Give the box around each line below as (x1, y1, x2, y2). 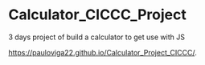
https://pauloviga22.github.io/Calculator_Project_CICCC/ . (8, 47, 197, 57)
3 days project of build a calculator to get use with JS (8, 32, 185, 42)
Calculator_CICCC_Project (8, 6, 187, 24)
